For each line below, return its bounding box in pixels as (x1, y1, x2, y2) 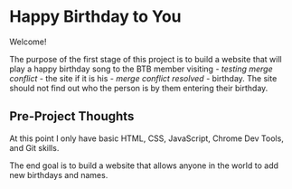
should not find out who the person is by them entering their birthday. (9, 82, 268, 93)
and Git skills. (9, 142, 60, 153)
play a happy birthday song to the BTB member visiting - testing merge (9, 63, 273, 74)
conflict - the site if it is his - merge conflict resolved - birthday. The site (9, 72, 278, 83)
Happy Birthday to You (9, 6, 182, 27)
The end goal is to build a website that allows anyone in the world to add (9, 160, 278, 171)
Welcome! (9, 36, 47, 47)
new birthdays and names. (9, 169, 108, 180)
